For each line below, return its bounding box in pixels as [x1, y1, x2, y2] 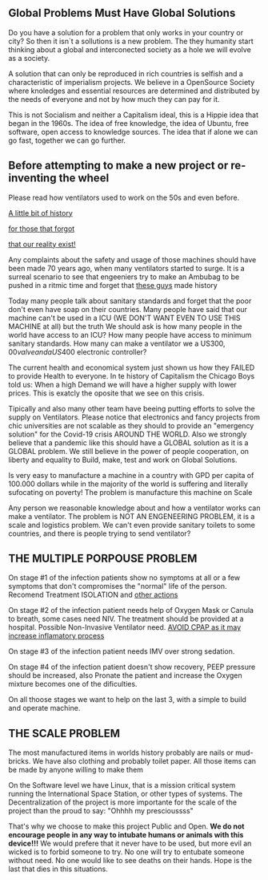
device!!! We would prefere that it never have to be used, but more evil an [8, 838, 252, 849]
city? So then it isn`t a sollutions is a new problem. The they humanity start [8, 36, 254, 46]
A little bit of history [8, 208, 74, 217]
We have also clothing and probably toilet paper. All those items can [32, 756, 257, 766]
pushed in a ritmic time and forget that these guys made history [8, 280, 218, 290]
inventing [8, 172, 57, 185]
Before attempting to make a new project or [8, 159, 229, 172]
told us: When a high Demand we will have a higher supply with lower [8, 379, 238, 389]
